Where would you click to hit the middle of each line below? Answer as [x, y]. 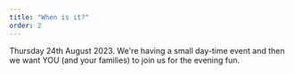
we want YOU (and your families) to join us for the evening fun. [125, 60]
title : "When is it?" [49, 17]
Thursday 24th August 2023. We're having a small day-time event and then [147, 50]
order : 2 [25, 26]
